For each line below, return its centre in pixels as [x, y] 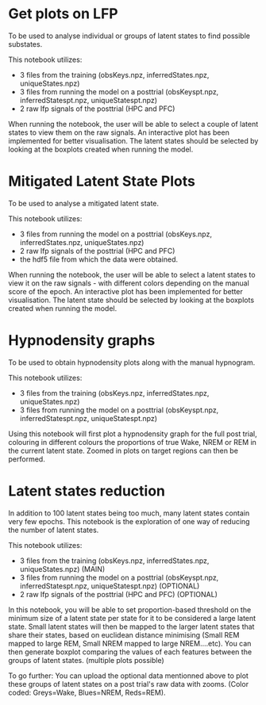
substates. [25, 44]
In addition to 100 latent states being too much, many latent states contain [129, 513]
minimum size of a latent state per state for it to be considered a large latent [132, 618]
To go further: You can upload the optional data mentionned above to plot [128, 676]
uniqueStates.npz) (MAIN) [62, 569]
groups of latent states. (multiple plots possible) [86, 660]
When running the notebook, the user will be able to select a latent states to [132, 274]
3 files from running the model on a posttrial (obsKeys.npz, [116, 234]
